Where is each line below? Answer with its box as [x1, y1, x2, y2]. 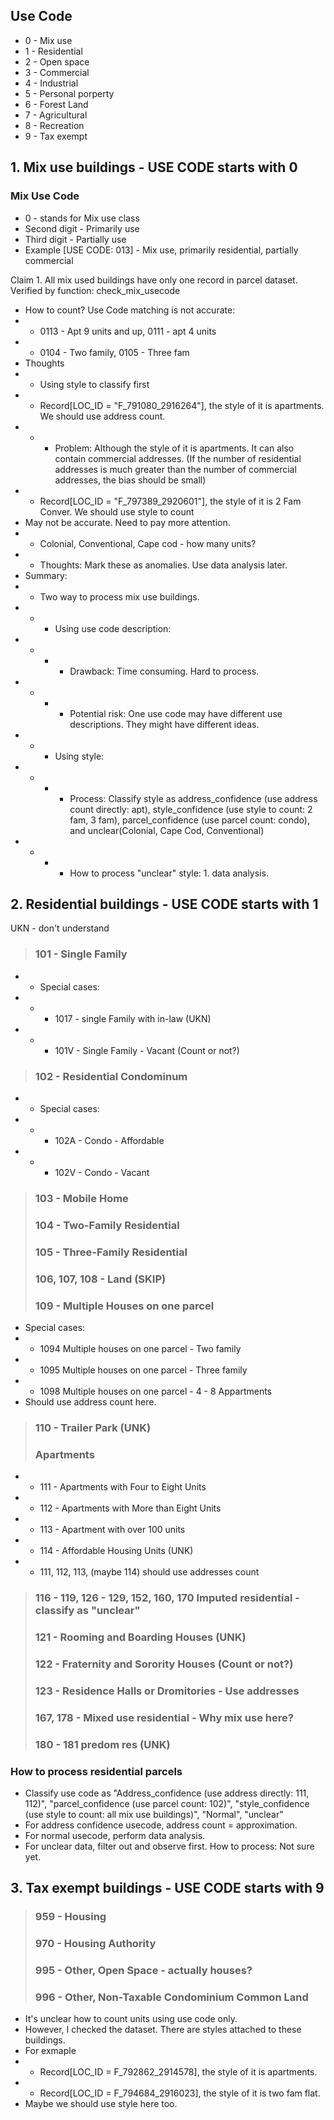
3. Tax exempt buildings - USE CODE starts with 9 [10, 1880, 325, 1897]
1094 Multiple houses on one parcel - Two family [39, 1342, 242, 1354]
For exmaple [24, 2045, 77, 2057]
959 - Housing [34, 1910, 107, 1924]
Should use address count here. [24, 1395, 157, 1408]
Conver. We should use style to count [39, 505, 195, 518]
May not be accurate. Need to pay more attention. [24, 516, 231, 528]
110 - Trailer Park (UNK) [34, 1420, 152, 1434]
